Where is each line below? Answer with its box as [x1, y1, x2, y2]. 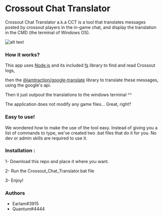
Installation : [5, 147, 35, 154]
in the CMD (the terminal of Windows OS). [5, 29, 90, 35]
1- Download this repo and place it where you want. [5, 158, 109, 164]
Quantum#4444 [12, 206, 45, 212]
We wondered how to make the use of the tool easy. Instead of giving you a [5, 124, 158, 130]
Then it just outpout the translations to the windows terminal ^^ [5, 92, 132, 98]
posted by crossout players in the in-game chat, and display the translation [5, 24, 157, 30]
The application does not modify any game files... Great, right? [5, 101, 132, 107]
